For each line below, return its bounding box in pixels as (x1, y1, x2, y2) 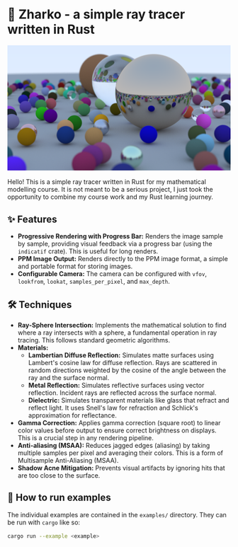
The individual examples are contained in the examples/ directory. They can (7, 510, 227, 519)
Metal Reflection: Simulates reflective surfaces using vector (28, 381, 205, 390)
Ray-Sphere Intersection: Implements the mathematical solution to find (17, 321, 227, 330)
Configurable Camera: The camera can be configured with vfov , (17, 270, 208, 278)
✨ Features (7, 213, 57, 225)
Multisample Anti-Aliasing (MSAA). (17, 456, 119, 465)
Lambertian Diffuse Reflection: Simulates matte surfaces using (28, 351, 215, 359)
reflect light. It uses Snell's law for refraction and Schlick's (28, 403, 198, 413)
